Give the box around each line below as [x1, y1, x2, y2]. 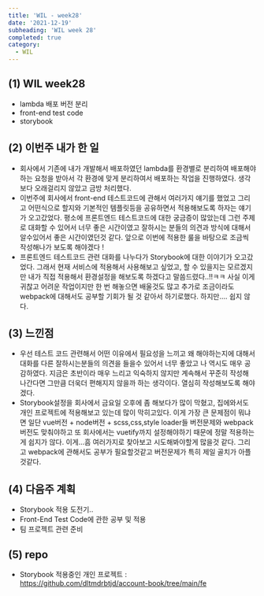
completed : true [8, 33, 61, 42]
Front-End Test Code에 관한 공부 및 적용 [19, 515, 147, 524]
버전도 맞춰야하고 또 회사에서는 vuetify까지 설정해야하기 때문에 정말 [19, 428, 228, 437]
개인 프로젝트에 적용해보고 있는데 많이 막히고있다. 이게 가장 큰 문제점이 [19, 408, 236, 417]
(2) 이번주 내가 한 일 [8, 141, 100, 154]
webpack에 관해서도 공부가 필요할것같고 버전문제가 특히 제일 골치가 [28, 447, 237, 457]
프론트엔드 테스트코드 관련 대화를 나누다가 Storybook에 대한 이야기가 [19, 252, 232, 261]
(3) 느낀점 [8, 327, 54, 340]
